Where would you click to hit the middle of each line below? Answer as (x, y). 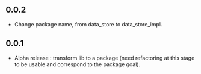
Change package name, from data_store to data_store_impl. (88, 24)
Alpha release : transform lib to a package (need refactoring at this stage (104, 58)
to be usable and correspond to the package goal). (77, 64)
